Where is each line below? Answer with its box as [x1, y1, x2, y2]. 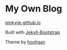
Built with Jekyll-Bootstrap [5, 29, 60, 35]
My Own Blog [5, 3, 62, 14]
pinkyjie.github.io [5, 19, 41, 25]
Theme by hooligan [5, 38, 45, 45]
